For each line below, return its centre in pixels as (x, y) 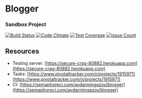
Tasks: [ (20, 74)
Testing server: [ (29, 63)
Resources (22, 51)
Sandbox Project (26, 25)
